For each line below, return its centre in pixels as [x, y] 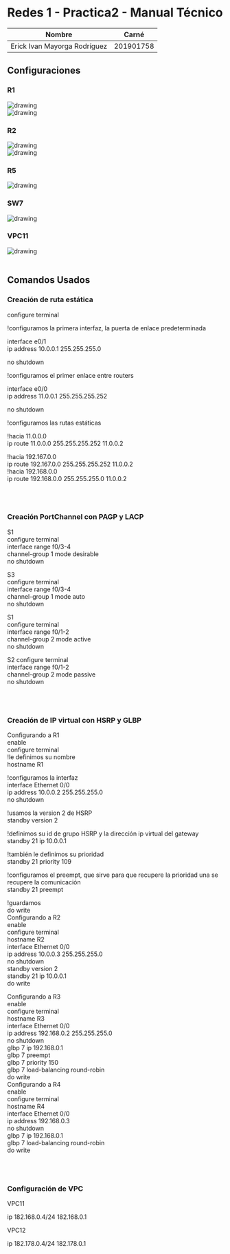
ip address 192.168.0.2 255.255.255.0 [60, 1033]
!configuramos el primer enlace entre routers [70, 375]
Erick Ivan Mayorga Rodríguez [59, 46]
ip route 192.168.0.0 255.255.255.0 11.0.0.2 [67, 478]
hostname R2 [26, 939]
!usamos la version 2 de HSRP [50, 813]
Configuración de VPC [45, 1189]
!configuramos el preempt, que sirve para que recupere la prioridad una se [113, 875]
